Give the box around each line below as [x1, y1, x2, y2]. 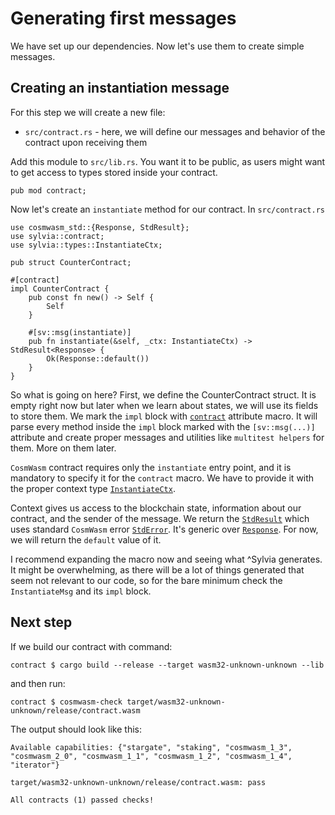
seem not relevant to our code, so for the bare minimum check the [10, 574, 283, 586]
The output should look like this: [10, 723, 142, 735]
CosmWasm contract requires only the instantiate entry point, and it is [10, 461, 292, 473]
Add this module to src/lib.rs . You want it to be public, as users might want [10, 155, 326, 167]
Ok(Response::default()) [46, 353, 150, 364]
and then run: [10, 677, 66, 689]
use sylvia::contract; [10, 231, 105, 241]
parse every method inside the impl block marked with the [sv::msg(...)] [10, 420, 316, 432]
